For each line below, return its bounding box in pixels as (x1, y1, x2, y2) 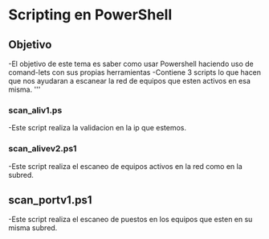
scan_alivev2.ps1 (8, 143, 77, 155)
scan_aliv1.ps (8, 105, 63, 116)
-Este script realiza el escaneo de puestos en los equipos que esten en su (8, 215, 253, 225)
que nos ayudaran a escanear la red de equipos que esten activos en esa (8, 76, 251, 85)
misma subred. (8, 223, 58, 233)
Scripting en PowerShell (8, 6, 173, 24)
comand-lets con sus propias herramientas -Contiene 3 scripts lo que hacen (8, 68, 262, 77)
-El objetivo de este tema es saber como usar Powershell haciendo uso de (8, 59, 255, 68)
